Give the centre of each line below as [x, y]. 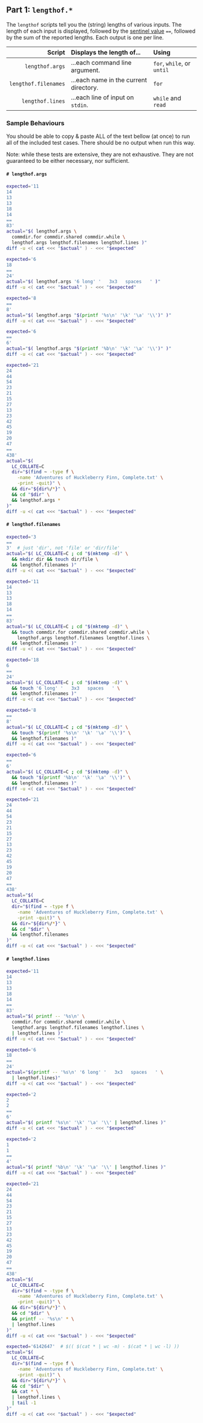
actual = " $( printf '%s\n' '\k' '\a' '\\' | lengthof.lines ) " [86, 1123]
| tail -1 [24, 1403]
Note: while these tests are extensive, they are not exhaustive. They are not [100, 154]
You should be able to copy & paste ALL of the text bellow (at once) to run [98, 136]
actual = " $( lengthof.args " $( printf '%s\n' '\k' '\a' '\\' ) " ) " [89, 315]
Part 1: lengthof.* [40, 10]
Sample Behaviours [35, 123]
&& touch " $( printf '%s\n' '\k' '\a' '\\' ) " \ [71, 733]
